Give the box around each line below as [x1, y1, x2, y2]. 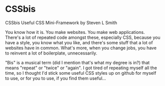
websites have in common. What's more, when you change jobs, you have [5, 45, 157, 51]
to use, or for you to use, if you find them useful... [5, 75, 107, 81]
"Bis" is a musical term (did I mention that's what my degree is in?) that [5, 59, 150, 65]
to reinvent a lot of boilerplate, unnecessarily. [5, 50, 98, 56]
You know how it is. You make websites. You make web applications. [5, 29, 145, 35]
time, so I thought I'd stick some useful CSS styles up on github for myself [5, 70, 157, 76]
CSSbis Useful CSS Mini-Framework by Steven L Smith [5, 20, 117, 26]
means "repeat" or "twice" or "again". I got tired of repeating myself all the [5, 65, 157, 71]
